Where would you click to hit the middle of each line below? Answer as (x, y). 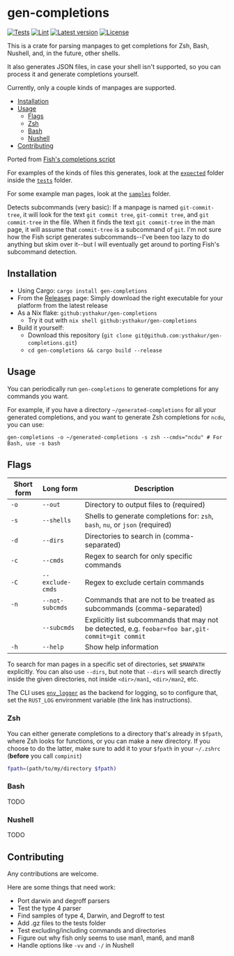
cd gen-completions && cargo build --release (95, 351)
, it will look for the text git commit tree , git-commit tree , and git (114, 214)
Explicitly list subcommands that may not (151, 620)
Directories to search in (123, 536)
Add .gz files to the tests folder (62, 922)
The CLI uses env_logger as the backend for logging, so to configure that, (112, 693)
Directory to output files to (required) (145, 505)
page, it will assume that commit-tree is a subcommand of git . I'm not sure (114, 229)
